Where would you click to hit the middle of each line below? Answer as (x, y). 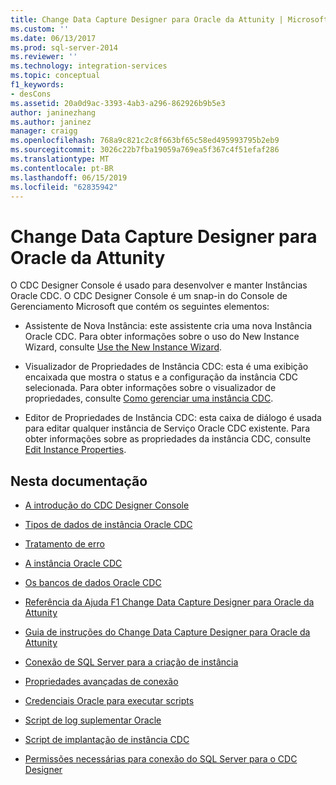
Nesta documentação (79, 481)
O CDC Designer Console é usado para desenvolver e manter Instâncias (159, 285)
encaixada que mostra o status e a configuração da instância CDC (161, 377)
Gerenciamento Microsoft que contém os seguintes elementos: (140, 307)
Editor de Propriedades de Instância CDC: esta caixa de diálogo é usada (173, 418)
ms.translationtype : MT (60, 159)
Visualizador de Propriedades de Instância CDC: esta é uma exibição (166, 367)
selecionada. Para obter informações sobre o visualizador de (150, 388)
